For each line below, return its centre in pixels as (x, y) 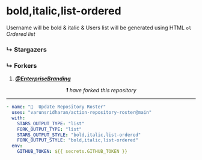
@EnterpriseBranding (43, 79)
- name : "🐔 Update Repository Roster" (56, 107)
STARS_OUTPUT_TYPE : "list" (51, 123)
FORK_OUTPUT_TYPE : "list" (50, 129)
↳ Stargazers (26, 49)
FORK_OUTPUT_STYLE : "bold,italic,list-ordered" (78, 140)
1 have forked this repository (101, 90)
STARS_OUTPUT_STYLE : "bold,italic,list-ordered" (79, 135)
